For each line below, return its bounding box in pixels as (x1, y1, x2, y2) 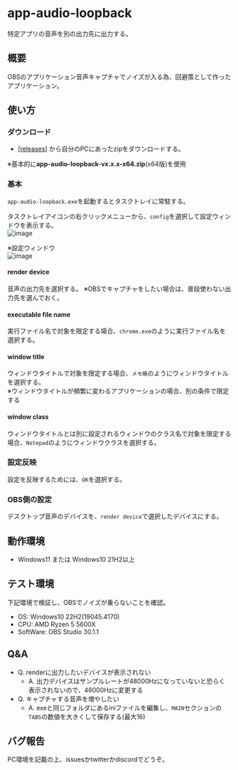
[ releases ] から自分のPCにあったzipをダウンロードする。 (17, 144, 185, 154)
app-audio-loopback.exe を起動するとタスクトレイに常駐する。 (7, 197, 190, 205)
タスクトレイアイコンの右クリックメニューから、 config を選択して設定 (7, 212, 213, 220)
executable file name (7, 310, 71, 319)
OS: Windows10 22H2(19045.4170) (17, 612, 120, 621)
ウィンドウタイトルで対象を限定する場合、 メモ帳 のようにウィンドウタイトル (7, 369, 229, 378)
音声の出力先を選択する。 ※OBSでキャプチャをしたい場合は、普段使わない (7, 284, 225, 293)
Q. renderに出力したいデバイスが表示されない (17, 668, 151, 676)
